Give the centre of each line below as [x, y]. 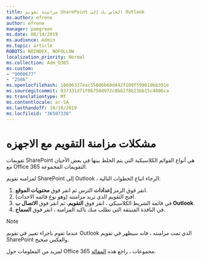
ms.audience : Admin [31, 40]
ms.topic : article [29, 46]
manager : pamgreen [29, 29]
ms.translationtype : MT [36, 97]
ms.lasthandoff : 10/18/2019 [42, 108]
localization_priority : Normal [46, 57]
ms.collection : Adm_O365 [38, 63]
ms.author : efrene [29, 18]
